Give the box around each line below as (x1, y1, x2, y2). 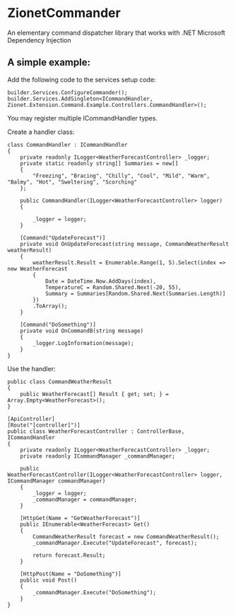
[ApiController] (7, 415, 55, 422)
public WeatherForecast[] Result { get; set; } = (20, 390, 170, 397)
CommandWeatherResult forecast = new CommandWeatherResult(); (33, 533, 220, 540)
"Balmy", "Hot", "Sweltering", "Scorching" (7, 179, 138, 186)
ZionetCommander (7, 5, 122, 21)
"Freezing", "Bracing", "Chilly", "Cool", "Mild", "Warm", (33, 172, 211, 179)
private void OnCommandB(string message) (20, 327, 143, 334)
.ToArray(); (33, 303, 69, 310)
